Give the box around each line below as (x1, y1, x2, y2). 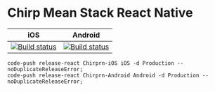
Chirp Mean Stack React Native (7, 5, 193, 21)
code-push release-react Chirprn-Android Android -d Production (7, 72, 200, 79)
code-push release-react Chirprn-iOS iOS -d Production (7, 59, 174, 67)
